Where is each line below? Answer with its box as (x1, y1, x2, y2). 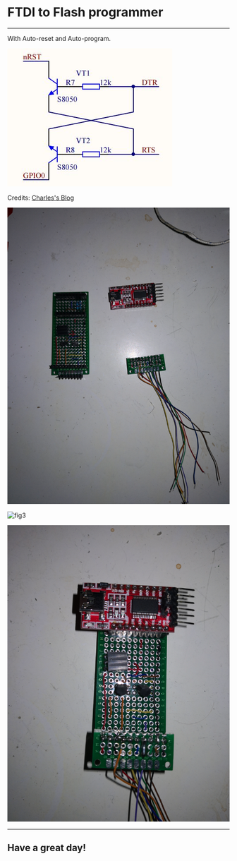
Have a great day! (7, 842, 87, 854)
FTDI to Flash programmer (7, 4, 164, 20)
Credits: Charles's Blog (7, 193, 75, 202)
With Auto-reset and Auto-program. (7, 34, 111, 42)
